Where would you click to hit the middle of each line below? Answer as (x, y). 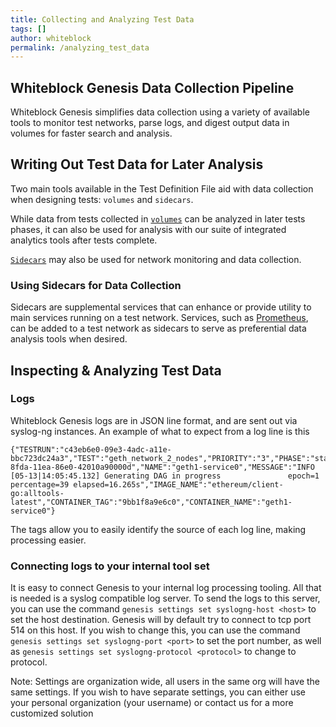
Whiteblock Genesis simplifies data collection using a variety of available (160, 112)
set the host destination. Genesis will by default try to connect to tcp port (161, 620)
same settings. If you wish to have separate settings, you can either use (158, 692)
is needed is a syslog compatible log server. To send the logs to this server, (165, 598)
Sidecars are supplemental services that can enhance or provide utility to (161, 307)
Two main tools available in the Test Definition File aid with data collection (162, 188)
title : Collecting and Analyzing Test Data (102, 19)
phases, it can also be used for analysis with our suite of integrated (148, 229)
